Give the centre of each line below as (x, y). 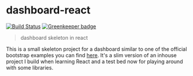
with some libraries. (30, 67)
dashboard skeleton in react (54, 37)
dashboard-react (48, 10)
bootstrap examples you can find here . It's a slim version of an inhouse (92, 55)
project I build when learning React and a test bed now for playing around (94, 61)
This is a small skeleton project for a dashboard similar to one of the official (96, 49)
